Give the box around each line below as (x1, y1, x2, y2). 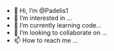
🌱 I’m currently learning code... (13, 21, 102, 29)
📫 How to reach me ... (13, 37, 78, 44)
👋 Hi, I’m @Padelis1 (13, 7, 68, 14)
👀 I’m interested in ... (13, 14, 73, 22)
